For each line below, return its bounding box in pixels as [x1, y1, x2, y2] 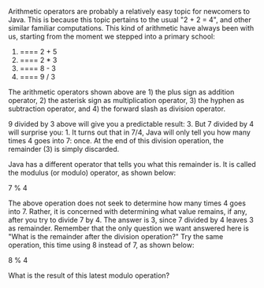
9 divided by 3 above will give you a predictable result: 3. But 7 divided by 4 [8, 120, 255, 128]
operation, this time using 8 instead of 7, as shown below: [8, 240, 195, 249]
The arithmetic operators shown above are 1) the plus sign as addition [8, 87, 235, 97]
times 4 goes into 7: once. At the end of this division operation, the [8, 136, 225, 145]
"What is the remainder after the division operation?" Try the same [8, 232, 224, 241]
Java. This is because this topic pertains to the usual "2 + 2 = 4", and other [8, 15, 252, 24]
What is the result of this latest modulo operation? [8, 271, 170, 280]
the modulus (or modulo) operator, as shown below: [8, 168, 177, 177]
